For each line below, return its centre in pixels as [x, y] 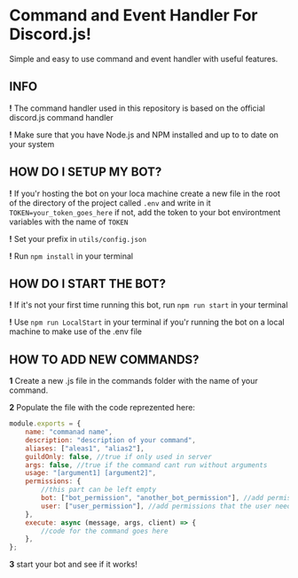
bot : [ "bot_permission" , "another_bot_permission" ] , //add [153, 498]
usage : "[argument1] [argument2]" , [91, 473]
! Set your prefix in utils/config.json [78, 238]
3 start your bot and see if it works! [73, 565]
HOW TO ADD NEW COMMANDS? [104, 359]
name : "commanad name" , [69, 432]
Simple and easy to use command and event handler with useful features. [144, 59]
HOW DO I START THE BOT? [88, 283]
